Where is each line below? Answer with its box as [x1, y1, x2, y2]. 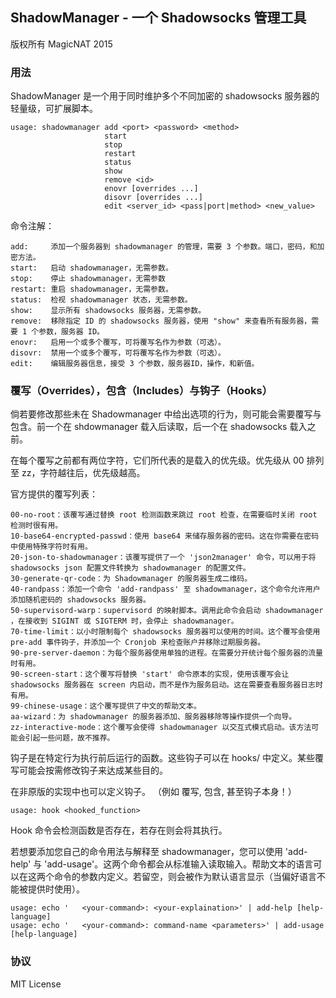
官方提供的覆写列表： [10, 488, 98, 500]
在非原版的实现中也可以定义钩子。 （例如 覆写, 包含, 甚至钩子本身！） [10, 786, 297, 798]
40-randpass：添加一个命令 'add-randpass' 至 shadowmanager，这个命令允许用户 [10, 584, 321, 595]
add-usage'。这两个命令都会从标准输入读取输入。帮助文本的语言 [46, 858, 314, 870]
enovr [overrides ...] [104, 184, 199, 194]
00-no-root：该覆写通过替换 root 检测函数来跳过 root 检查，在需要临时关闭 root [10, 510, 318, 520]
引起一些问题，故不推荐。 [24, 733, 115, 743]
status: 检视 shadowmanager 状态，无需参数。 [10, 295, 193, 305]
